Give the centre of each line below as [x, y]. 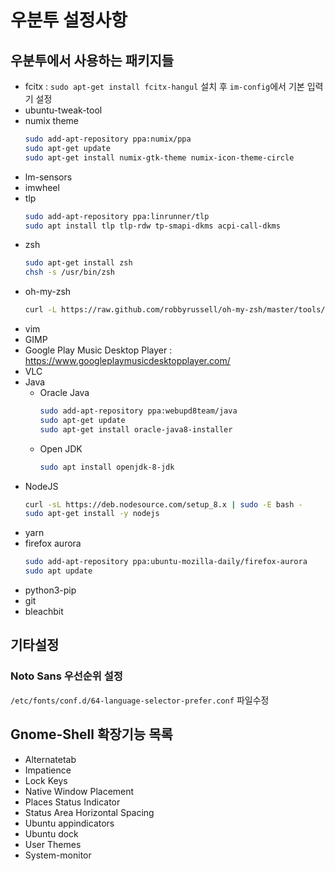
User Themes [53, 844]
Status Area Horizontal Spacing [89, 812]
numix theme [52, 120]
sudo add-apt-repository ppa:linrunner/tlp [117, 216]
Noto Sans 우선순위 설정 [66, 676]
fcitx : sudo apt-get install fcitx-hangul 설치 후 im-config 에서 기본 [164, 86]
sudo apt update [58, 571]
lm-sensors [48, 177]
